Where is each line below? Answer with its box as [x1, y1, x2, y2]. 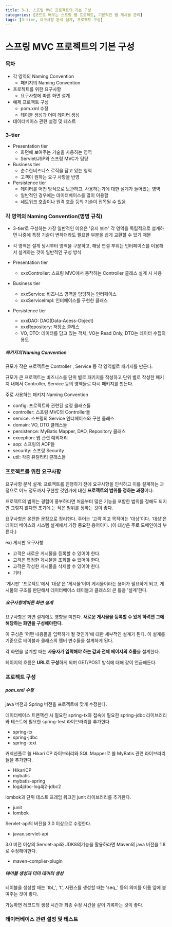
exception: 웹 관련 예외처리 [12, 435, 68, 441]
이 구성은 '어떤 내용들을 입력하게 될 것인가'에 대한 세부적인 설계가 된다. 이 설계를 [5, 631, 165, 637]
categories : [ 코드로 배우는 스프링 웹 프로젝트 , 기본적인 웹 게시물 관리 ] [5, 12, 143, 17]
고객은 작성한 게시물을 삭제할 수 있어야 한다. [12, 563, 101, 569]
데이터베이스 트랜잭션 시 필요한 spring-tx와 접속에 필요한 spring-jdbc [5, 712, 145, 718]
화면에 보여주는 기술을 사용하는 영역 [20, 149, 92, 155]
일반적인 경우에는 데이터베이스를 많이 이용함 [20, 192, 109, 199]
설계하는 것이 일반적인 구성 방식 [18, 249, 82, 255]
